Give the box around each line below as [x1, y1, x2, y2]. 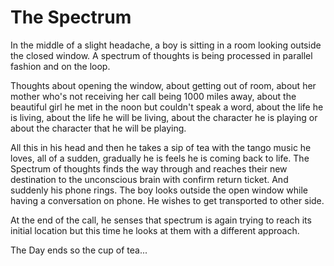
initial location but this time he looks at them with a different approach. [10, 224, 300, 236]
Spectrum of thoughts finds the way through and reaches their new [10, 162, 288, 175]
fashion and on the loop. [10, 60, 111, 72]
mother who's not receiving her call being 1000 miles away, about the [10, 90, 297, 102]
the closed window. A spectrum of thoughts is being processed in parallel [10, 49, 313, 61]
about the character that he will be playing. [10, 122, 187, 134]
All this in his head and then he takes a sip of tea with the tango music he [10, 141, 312, 153]
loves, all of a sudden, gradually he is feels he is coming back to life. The [10, 152, 310, 164]
